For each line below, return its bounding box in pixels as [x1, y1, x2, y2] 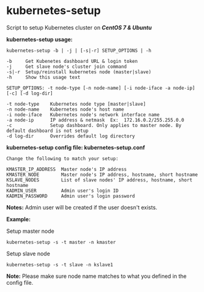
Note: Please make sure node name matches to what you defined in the [6, 272, 187, 280]
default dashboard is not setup [6, 128, 89, 134]
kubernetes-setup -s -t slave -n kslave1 [6, 261, 114, 268]
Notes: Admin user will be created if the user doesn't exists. [6, 203, 158, 211]
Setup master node [6, 227, 55, 235]
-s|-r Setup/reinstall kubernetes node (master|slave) [6, 68, 151, 75]
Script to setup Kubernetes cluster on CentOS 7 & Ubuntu [6, 24, 152, 31]
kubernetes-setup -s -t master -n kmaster [6, 239, 116, 245]
